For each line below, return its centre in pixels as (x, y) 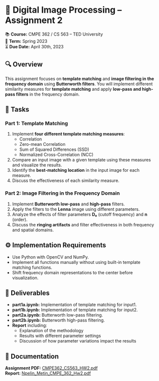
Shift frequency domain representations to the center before (72, 272)
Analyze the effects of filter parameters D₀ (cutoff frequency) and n (79, 214)
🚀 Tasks (17, 110)
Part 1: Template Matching (36, 123)
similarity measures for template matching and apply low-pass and (73, 89)
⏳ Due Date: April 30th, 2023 (35, 46)
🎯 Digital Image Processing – (63, 10)
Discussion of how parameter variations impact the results (78, 341)
